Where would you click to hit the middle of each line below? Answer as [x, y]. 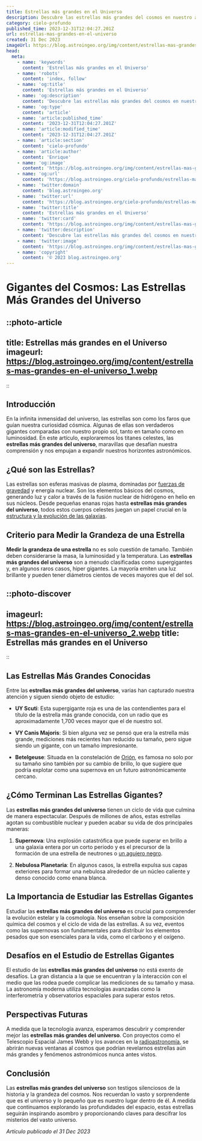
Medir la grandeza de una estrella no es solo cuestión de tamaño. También [100, 549]
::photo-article [34, 322]
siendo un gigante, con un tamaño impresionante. [76, 745]
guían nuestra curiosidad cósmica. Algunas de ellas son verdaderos [90, 425]
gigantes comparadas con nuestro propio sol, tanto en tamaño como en [95, 432]
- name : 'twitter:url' [45, 196]
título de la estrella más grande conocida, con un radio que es [91, 714]
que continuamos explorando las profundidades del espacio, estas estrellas [100, 1107]
